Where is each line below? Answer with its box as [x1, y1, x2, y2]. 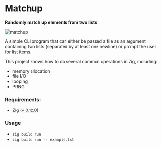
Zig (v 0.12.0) [12, 107, 39, 113]
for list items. [5, 49, 32, 55]
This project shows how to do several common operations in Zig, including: [5, 58, 158, 64]
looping [12, 78, 28, 84]
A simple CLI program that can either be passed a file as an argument [5, 38, 146, 44]
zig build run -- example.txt [12, 137, 75, 142]
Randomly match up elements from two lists [5, 19, 97, 25]
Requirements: [5, 96, 41, 103]
